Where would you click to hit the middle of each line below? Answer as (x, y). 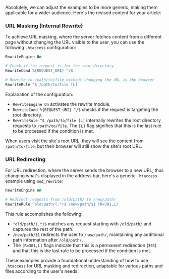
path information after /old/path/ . (48, 240)
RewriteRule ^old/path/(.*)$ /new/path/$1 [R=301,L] (62, 204)
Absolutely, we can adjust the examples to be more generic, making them (81, 7)
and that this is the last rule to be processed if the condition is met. (82, 251)
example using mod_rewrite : (34, 181)
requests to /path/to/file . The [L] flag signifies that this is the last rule (87, 126)
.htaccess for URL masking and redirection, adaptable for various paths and (84, 266)
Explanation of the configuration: (39, 94)
